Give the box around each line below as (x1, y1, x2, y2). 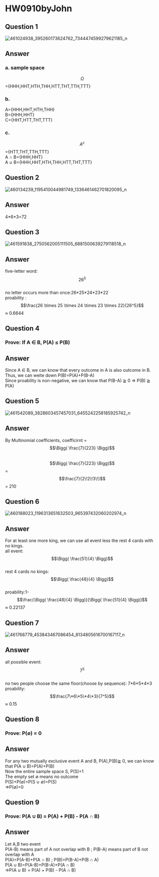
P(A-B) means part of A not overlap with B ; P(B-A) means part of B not (5, 846, 148, 852)
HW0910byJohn (5, 3, 72, 14)
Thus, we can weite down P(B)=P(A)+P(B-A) (5, 372, 94, 378)
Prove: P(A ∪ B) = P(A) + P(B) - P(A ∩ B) (5, 813, 100, 820)
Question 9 (5, 798, 40, 807)
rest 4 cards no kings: (5, 568, 49, 574)
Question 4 (5, 324, 40, 333)
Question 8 (5, 715, 40, 723)
